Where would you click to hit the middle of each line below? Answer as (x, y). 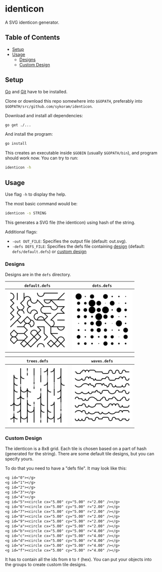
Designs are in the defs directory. (38, 275)
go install (16, 144)
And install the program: (29, 134)
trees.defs (37, 361)
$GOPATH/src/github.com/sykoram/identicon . (49, 106)
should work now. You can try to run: (42, 158)
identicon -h (18, 168)
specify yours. (19, 459)
